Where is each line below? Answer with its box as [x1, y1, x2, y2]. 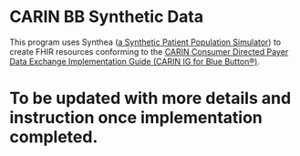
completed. [9, 127, 98, 148]
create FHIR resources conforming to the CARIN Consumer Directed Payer [9, 46, 289, 57]
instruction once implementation [9, 108, 263, 129]
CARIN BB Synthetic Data [9, 6, 203, 27]
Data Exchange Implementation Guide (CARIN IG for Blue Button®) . [9, 56, 260, 67]
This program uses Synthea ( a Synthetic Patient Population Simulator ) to [9, 36, 281, 47]
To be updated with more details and [9, 88, 292, 109]
